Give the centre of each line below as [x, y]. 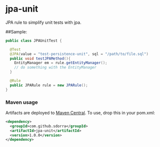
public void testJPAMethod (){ [40, 58]
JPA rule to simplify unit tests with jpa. [44, 22]
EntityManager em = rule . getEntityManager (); [61, 63]
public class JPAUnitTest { [34, 41]
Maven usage [22, 102]
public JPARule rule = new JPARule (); [49, 85]
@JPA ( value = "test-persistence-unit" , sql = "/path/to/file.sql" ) [79, 54]
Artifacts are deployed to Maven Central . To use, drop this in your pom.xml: [80, 113]
